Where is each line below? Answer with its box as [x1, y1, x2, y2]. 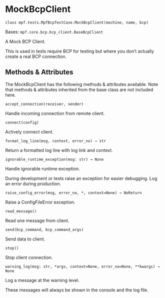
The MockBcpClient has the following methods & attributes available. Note [5, 81, 158, 87]
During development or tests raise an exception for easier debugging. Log [5, 175, 157, 181]
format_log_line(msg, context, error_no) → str [5, 138, 106, 143]
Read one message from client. [5, 217, 69, 223]
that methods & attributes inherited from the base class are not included [5, 86, 153, 92]
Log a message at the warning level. [5, 277, 80, 283]
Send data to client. [5, 236, 45, 242]
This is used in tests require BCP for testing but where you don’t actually [5, 48, 154, 54]
